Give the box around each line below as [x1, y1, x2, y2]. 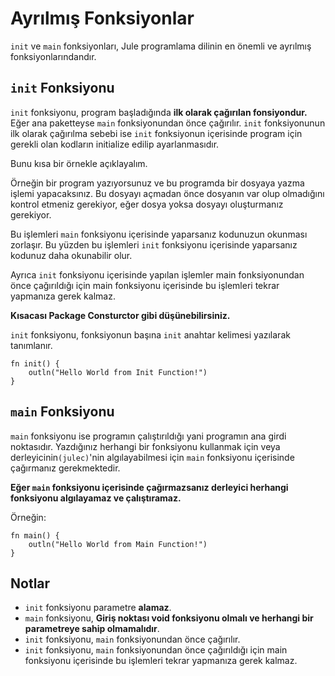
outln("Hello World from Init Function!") [28, 367, 208, 377]
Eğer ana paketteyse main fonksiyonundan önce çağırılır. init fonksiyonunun [10, 117, 326, 129]
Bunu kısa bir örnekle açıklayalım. [10, 157, 148, 169]
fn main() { [10, 530, 60, 541]
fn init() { [10, 358, 60, 369]
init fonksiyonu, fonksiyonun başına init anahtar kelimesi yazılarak [10, 328, 291, 341]
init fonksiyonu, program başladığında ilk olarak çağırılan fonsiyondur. [10, 106, 308, 118]
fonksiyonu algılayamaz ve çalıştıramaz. [10, 492, 182, 504]
